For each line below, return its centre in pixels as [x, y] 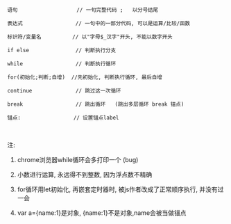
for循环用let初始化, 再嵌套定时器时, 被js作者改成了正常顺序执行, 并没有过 [120, 189]
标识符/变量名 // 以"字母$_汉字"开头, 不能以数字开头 [90, 37]
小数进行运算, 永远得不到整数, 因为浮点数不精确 [85, 175]
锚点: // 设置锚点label [63, 118]
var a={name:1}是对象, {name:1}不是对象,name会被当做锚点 [102, 213]
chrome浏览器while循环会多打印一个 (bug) [78, 160]
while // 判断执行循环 [62, 64]
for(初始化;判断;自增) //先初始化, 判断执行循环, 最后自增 [85, 77]
